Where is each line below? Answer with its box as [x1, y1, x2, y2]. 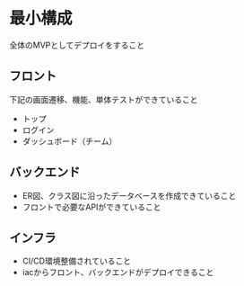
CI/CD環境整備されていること [22, 255, 132, 266]
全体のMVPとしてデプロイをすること [9, 40, 145, 50]
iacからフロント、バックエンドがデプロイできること [22, 267, 214, 278]
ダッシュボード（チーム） [22, 136, 118, 147]
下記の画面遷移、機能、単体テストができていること [9, 94, 198, 104]
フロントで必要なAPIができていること [22, 201, 161, 212]
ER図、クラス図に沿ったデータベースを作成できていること [22, 190, 237, 201]
